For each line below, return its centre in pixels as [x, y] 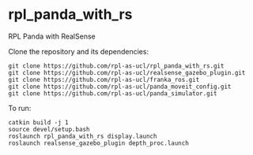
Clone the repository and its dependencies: [78, 51]
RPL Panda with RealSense [52, 36]
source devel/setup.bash [49, 129]
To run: [20, 108]
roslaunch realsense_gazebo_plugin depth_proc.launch [99, 143]
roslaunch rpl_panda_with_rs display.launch [83, 136]
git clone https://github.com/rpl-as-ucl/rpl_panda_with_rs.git [116, 66]
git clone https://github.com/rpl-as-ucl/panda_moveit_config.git [120, 87]
